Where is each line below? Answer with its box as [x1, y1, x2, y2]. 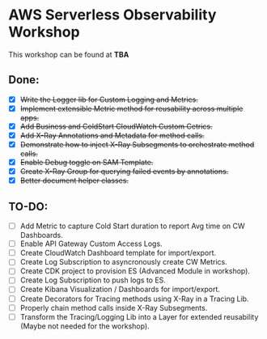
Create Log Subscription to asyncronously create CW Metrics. [19, 257, 228, 267]
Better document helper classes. [19, 176, 129, 185]
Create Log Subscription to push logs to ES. [19, 275, 166, 285]
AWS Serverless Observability [8, 6, 217, 24]
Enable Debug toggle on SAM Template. [19, 158, 154, 167]
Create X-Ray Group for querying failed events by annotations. [19, 167, 229, 176]
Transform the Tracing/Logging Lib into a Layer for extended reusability [19, 311, 259, 321]
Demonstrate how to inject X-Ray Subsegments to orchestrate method [19, 140, 255, 149]
